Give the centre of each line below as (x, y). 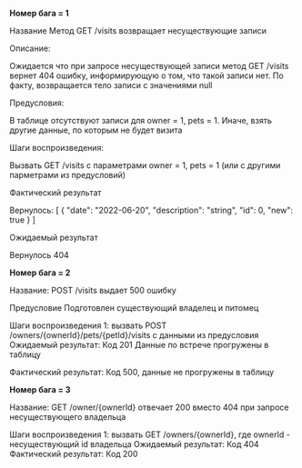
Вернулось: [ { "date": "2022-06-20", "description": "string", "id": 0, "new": (151, 210)
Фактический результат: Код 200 (74, 454)
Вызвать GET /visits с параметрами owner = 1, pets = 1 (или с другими (145, 165)
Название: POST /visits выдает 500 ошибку (93, 290)
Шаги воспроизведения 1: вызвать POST (88, 325)
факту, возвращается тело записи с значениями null (111, 85)
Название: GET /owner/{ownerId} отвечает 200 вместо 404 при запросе (149, 407)
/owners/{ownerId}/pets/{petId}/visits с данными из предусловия (134, 335)
